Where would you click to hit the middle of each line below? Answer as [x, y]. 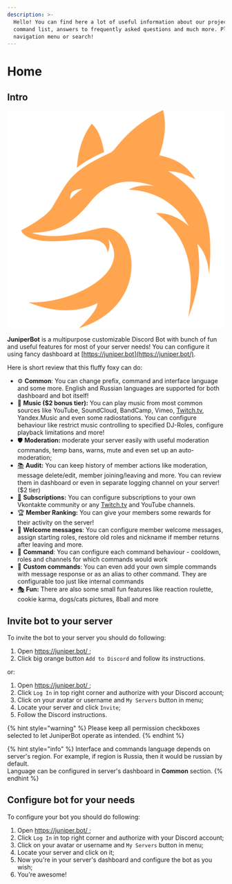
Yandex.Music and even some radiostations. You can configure [107, 418]
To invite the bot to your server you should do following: [87, 638]
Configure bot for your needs [71, 800]
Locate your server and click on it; [66, 852]
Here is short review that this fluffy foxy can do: [75, 368]
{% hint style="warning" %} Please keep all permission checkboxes [104, 728]
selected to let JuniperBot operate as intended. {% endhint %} [96, 736]
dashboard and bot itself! [53, 396]
